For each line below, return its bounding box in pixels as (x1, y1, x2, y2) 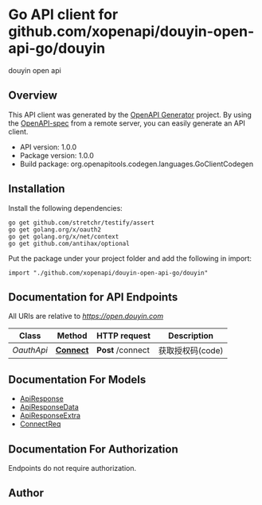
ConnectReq (19, 419, 61, 429)
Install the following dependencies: (8, 203, 123, 212)
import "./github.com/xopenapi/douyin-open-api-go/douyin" (8, 269, 209, 277)
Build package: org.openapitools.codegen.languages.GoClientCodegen (19, 159, 253, 169)
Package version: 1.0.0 (19, 150, 94, 160)
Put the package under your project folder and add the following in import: (8, 253, 252, 263)
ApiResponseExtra (19, 411, 81, 421)
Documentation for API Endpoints (8, 290, 178, 304)
